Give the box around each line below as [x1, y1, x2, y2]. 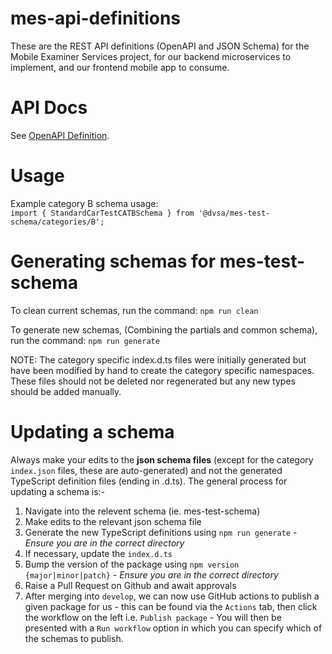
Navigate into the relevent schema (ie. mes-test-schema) [24, 505, 261, 517]
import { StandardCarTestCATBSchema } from [10, 208, 195, 218]
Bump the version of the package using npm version [24, 558, 240, 570]
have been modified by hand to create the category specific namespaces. [10, 364, 315, 376]
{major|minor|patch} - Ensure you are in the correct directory [24, 568, 279, 581]
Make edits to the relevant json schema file [24, 515, 202, 527]
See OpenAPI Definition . [10, 129, 110, 141]
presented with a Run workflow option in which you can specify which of [24, 622, 323, 634]
